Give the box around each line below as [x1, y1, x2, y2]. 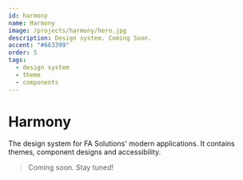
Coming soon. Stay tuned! [27, 162, 114, 172]
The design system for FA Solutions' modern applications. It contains [8, 139, 235, 148]
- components [15, 78, 59, 86]
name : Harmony [8, 19, 56, 27]
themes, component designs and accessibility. [8, 147, 161, 157]
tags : [8, 57, 26, 65]
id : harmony [8, 11, 48, 20]
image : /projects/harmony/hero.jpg [8, 26, 127, 34]
